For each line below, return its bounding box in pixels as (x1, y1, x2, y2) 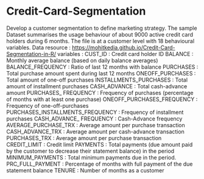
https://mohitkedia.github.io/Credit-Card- (72, 44, 175, 51)
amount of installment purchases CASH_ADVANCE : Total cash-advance (6, 82, 188, 89)
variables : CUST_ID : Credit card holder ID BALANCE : (57, 50, 194, 57)
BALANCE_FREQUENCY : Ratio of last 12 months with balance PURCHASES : (6, 63, 199, 71)
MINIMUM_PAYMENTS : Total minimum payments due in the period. (6, 153, 177, 161)
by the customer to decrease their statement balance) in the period (6, 147, 175, 155)
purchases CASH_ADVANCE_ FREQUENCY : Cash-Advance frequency (6, 114, 183, 122)
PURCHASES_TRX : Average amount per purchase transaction (6, 134, 162, 141)
